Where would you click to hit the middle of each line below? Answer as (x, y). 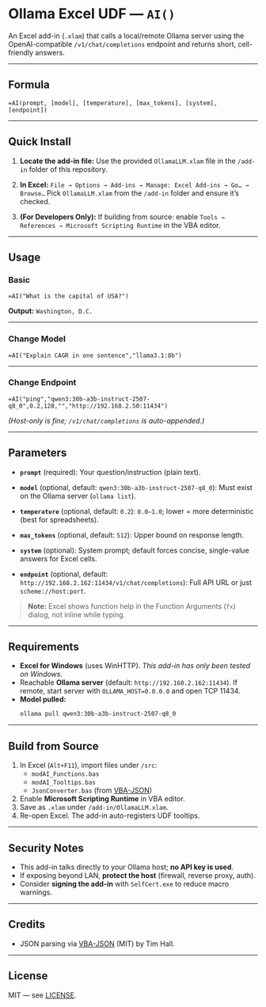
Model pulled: (43, 699)
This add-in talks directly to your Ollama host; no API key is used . (127, 867)
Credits (27, 924)
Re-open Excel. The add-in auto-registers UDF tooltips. (110, 815)
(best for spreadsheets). (59, 519)
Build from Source (53, 746)
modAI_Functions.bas (65, 774)
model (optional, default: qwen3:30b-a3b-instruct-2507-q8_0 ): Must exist (136, 487)
